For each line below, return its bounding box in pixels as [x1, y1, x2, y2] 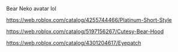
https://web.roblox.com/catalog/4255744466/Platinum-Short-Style [6, 17, 172, 23]
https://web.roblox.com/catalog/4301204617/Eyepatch [6, 40, 141, 46]
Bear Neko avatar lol [6, 5, 57, 12]
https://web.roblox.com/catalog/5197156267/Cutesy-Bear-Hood [6, 28, 164, 35]
